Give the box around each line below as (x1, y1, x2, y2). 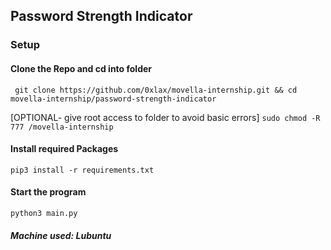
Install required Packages (10, 143, 119, 155)
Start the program (10, 186, 87, 198)
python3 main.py (10, 208, 78, 218)
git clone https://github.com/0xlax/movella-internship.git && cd (14, 85, 298, 95)
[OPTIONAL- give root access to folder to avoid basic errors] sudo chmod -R (10, 111, 321, 123)
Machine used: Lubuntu (10, 229, 112, 241)
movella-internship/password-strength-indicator (10, 94, 217, 104)
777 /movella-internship (10, 122, 114, 132)
